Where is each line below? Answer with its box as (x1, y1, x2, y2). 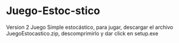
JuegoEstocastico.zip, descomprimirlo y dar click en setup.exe (6, 29, 159, 37)
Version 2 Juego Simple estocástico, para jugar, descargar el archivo (6, 24, 174, 31)
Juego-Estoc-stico (6, 4, 101, 18)
